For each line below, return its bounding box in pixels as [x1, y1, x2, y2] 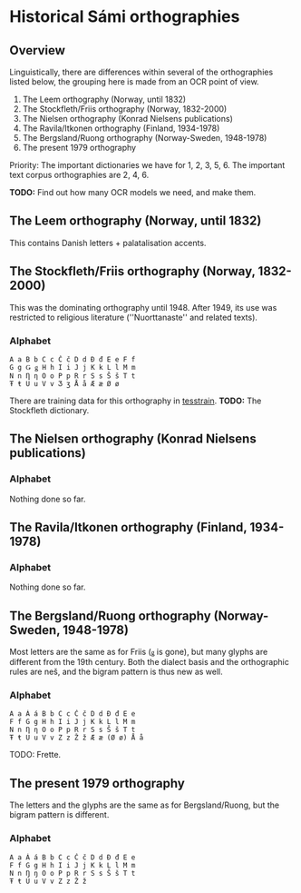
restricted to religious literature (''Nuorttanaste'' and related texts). [9, 312, 258, 322]
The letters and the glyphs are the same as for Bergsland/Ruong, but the [9, 799, 279, 810]
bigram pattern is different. [9, 809, 110, 820]
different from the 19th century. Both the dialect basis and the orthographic [9, 657, 290, 668]
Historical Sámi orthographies [9, 6, 240, 27]
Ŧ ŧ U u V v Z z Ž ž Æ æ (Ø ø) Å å [9, 733, 144, 742]
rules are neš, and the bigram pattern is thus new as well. [9, 666, 224, 678]
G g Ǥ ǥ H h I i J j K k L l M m [9, 362, 136, 372]
